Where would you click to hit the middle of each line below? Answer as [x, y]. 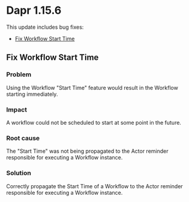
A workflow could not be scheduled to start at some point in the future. [94, 122]
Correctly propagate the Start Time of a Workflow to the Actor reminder [94, 186]
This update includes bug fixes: [45, 27]
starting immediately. [32, 94]
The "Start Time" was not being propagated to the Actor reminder [87, 151]
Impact [17, 110]
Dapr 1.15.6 [34, 10]
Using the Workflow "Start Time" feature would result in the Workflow [92, 88]
